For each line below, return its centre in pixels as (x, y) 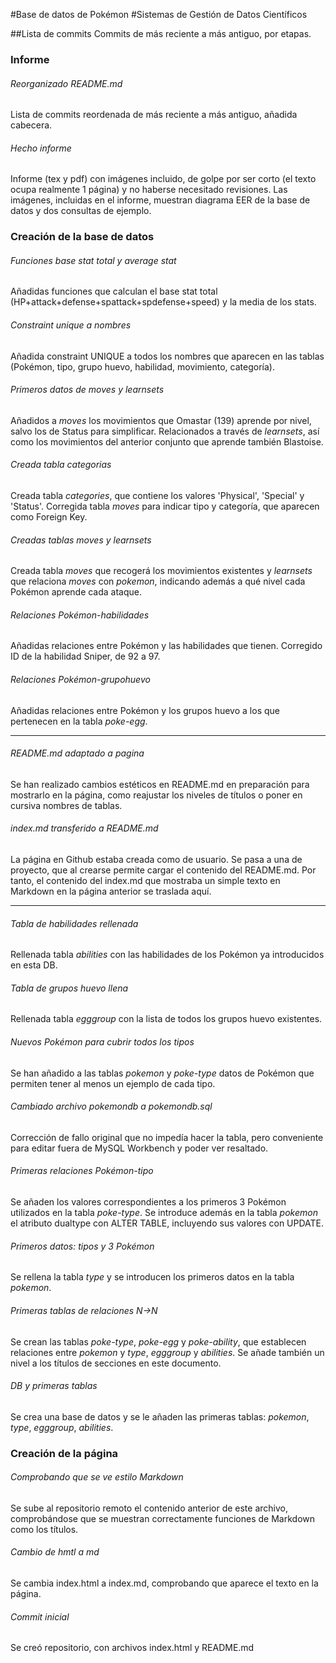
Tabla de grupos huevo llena (69, 988)
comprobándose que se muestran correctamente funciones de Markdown (162, 1518)
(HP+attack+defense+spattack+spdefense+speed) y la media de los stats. (163, 302)
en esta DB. (34, 965)
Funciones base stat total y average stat (93, 260)
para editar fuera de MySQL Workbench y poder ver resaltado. (139, 1148)
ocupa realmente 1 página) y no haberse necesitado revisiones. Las (149, 190)
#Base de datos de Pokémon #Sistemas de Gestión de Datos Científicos (159, 14)
